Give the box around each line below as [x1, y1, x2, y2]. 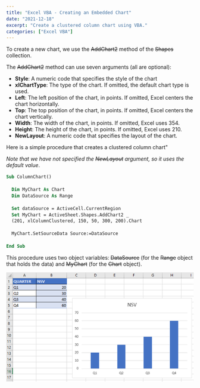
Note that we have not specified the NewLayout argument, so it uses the [6, 155, 185, 162]
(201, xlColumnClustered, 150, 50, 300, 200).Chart [11, 218, 143, 224]
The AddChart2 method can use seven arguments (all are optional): [6, 63, 171, 71]
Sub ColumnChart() [6, 174, 52, 180]
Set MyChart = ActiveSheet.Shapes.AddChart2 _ [11, 212, 129, 218]
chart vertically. [14, 113, 54, 121]
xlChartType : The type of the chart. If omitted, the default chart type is [14, 81, 189, 89]
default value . [6, 162, 40, 169]
